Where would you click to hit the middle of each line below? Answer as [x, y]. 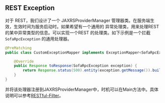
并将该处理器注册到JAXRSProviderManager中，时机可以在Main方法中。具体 [82, 89]
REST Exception [30, 8]
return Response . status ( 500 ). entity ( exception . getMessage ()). [88, 70]
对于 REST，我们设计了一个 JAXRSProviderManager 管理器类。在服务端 [78, 20]
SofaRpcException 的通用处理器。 [39, 39]
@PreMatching [18, 48]
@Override [24, 61]
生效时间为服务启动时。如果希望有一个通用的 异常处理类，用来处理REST [86, 26]
